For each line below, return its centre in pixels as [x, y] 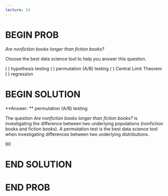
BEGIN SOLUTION [43, 94]
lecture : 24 [18, 10]
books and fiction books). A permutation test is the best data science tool [81, 129]
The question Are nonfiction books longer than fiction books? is [71, 118]
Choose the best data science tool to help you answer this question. [76, 59]
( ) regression [19, 74]
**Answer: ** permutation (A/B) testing [46, 108]
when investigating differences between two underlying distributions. [77, 134]
